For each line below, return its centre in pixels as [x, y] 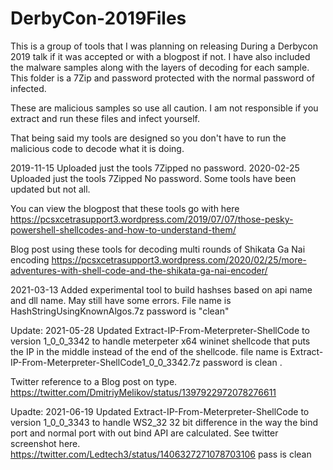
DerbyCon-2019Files [98, 18]
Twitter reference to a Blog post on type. [94, 381]
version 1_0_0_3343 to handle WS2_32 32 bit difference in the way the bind [164, 422]
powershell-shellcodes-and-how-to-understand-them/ [123, 229]
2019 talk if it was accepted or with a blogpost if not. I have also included [160, 56]
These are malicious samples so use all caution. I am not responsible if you [164, 108]
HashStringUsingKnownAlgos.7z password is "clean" [120, 311]
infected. [28, 88]
